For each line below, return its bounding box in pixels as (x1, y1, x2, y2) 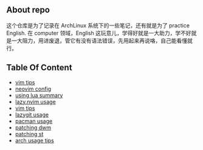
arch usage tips (15, 137, 55, 144)
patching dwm (15, 124, 52, 131)
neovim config (15, 85, 52, 92)
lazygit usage (15, 111, 49, 118)
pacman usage (15, 117, 53, 124)
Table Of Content (6, 63, 72, 73)
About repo (6, 5, 50, 15)
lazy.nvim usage (15, 98, 56, 105)
